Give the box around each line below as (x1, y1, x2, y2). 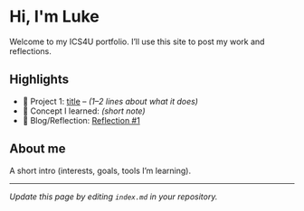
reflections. (9, 45, 52, 56)
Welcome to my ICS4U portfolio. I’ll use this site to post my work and (9, 36, 265, 47)
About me (9, 142, 66, 157)
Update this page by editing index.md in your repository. (9, 191, 218, 202)
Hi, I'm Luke (9, 6, 100, 27)
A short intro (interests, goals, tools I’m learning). (9, 165, 192, 176)
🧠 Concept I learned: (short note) (22, 105, 147, 116)
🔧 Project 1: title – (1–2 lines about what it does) (22, 96, 199, 106)
